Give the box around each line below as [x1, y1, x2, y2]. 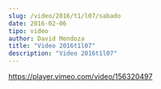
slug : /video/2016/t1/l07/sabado [8, 11, 121, 20]
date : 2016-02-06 [8, 19, 67, 28]
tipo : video [8, 27, 49, 35]
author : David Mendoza [8, 34, 85, 43]
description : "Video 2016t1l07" [8, 49, 117, 57]
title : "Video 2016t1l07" [8, 42, 95, 50]
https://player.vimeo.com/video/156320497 [8, 72, 153, 81]
